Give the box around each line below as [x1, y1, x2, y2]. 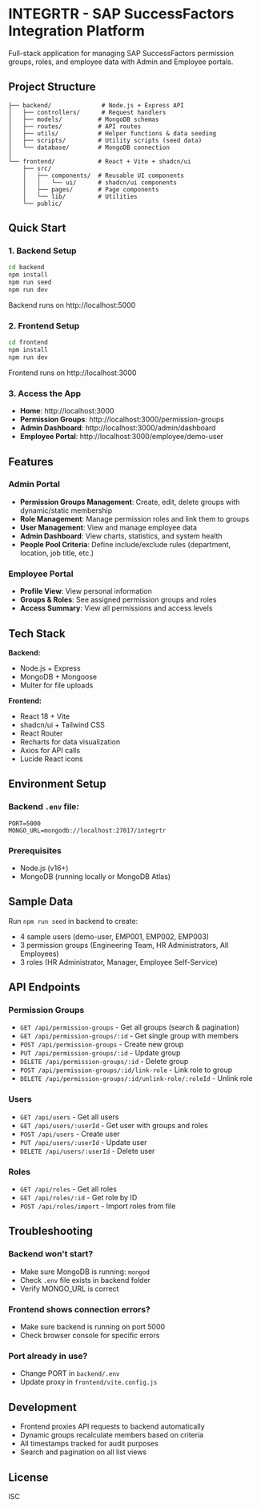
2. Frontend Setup [8, 320, 80, 331]
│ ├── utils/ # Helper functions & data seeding [8, 129, 217, 137]
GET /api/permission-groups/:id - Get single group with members [19, 1031, 239, 1041]
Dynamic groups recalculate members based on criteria [19, 1430, 204, 1440]
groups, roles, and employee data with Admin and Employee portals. [8, 57, 234, 67]
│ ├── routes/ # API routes [8, 122, 142, 131]
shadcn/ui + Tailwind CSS [19, 720, 106, 729]
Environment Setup [8, 777, 106, 791]
